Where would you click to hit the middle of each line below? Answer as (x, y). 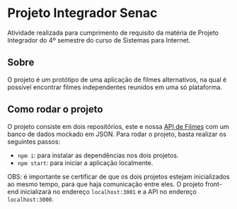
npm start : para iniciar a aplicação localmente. (85, 163)
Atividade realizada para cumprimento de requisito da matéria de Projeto (113, 33)
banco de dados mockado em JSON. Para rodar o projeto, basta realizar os (117, 134)
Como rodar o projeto (55, 109)
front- (214, 184)
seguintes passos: (34, 141)
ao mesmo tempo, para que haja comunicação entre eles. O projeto (105, 184)
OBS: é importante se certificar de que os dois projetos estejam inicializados (118, 176)
